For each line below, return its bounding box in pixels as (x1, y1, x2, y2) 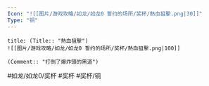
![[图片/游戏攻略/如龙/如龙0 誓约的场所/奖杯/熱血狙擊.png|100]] (7, 45, 181, 52)
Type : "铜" (7, 17, 39, 24)
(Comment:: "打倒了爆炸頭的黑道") (7, 58, 99, 65)
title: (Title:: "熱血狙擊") (7, 37, 89, 44)
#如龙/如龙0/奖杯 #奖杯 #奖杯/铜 (7, 71, 101, 80)
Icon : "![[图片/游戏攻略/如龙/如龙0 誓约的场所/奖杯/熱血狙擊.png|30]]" (7, 10, 203, 17)
